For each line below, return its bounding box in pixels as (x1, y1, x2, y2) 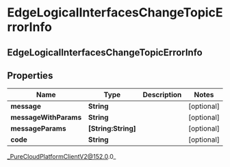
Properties (7, 70, 53, 81)
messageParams (10, 124, 66, 133)
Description (142, 90, 182, 100)
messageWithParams (10, 113, 82, 123)
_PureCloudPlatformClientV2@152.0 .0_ (7, 153, 116, 161)
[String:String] (88, 124, 137, 133)
